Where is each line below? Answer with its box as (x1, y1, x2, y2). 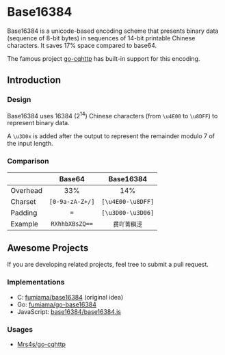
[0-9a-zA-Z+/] (49, 198, 95, 205)
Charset (10, 196, 36, 206)
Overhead (10, 185, 43, 195)
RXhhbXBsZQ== (51, 220, 94, 228)
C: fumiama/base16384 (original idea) (16, 293, 124, 301)
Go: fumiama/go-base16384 (16, 300, 97, 308)
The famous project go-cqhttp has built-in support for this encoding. (7, 54, 200, 62)
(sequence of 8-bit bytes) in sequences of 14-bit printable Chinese (7, 34, 196, 42)
